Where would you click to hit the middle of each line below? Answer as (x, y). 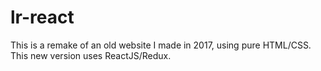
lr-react (42, 17)
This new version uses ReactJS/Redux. (91, 55)
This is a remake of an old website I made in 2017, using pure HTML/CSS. (161, 45)
